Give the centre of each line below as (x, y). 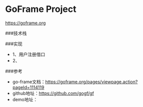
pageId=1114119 (28, 87)
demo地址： (25, 99)
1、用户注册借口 (29, 54)
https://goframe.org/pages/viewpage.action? (91, 82)
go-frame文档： (29, 82)
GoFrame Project (41, 9)
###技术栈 (16, 33)
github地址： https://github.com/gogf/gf (53, 93)
